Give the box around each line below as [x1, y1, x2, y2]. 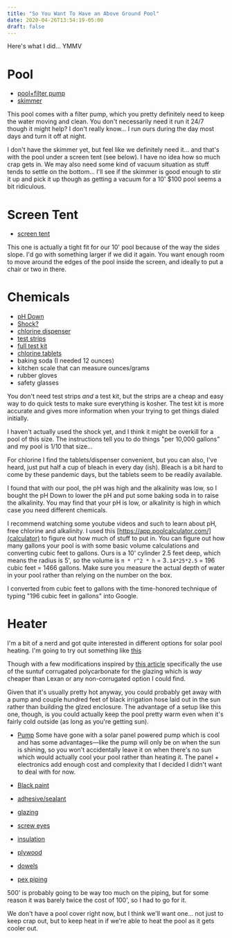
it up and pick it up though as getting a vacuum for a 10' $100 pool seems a [7, 175, 222, 184]
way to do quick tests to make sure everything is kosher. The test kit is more [7, 399, 224, 408]
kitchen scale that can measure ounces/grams [17, 364, 150, 372]
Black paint [17, 781, 50, 790]
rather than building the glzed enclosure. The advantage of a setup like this [7, 703, 222, 711]
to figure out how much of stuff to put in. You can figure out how [41, 535, 225, 543]
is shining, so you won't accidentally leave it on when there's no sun [17, 746, 212, 754]
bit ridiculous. [7, 182, 46, 191]
